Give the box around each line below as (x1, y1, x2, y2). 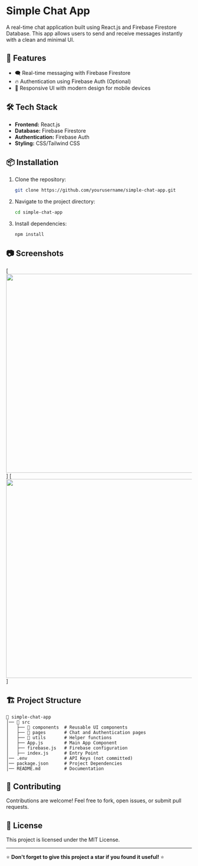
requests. (6, 804, 29, 811)
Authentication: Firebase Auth (14, 133, 90, 140)
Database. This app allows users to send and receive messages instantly (6, 29, 183, 37)
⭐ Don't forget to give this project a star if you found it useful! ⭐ (6, 854, 164, 861)
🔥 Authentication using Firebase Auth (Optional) (14, 78, 131, 85)
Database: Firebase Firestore (14, 127, 87, 134)
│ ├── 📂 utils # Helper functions (6, 735, 112, 740)
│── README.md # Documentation (6, 765, 104, 772)
